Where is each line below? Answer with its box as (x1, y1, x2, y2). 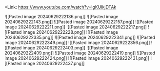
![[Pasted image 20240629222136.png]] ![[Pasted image (4, 14, 119, 19)
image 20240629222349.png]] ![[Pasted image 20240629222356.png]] (4, 40, 150, 46)
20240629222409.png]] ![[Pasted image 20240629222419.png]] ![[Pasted (4, 50, 156, 56)
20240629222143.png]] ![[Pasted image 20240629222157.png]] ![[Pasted (4, 19, 154, 24)
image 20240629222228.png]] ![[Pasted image (22, 29, 118, 35)
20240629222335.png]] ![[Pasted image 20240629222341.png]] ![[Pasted (4, 34, 156, 40)
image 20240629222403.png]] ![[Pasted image (22, 45, 119, 50)
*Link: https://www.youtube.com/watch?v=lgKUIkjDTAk (4, 4, 117, 10)
